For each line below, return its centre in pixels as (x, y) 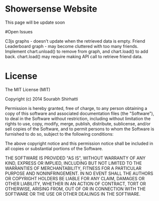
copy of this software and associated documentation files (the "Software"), (80, 113)
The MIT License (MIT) (28, 89)
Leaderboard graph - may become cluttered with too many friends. (72, 46)
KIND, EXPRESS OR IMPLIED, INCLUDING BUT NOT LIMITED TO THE (73, 163)
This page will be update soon (35, 22)
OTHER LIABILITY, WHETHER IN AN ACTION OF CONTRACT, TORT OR (75, 184)
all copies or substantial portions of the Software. (54, 148)
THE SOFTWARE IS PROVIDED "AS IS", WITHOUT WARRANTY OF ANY (75, 158)
